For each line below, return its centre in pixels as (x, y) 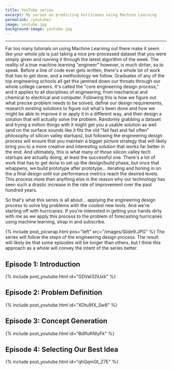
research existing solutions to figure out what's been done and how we (80, 109)
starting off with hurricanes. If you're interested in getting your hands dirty (84, 211)
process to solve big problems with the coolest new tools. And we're (78, 205)
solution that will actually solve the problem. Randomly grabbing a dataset (83, 119)
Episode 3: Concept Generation (56, 321)
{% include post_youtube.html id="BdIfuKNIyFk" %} (60, 333)
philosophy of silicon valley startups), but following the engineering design (84, 136)
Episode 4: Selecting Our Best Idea (62, 349)
